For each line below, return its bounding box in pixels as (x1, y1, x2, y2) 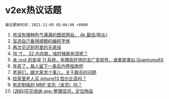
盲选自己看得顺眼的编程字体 (12, 38, 70, 44)
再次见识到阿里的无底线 (12, 44, 61, 50)
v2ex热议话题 (5, 4, 62, 16)
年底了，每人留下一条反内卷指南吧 (12, 63, 83, 69)
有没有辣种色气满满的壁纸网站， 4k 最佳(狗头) (12, 31, 108, 37)
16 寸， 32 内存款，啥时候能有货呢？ (12, 50, 89, 56)
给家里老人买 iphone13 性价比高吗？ (12, 75, 87, 81)
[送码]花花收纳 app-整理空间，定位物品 (12, 88, 94, 94)
